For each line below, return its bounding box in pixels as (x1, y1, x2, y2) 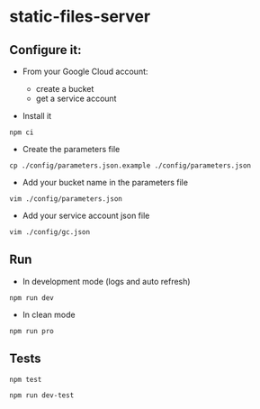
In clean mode (22, 309, 76, 320)
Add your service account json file (22, 210, 150, 221)
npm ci (9, 128, 34, 137)
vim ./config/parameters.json (9, 195, 123, 204)
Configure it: (9, 42, 82, 58)
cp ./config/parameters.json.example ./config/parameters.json (9, 161, 252, 170)
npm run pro (9, 326, 54, 335)
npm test (9, 375, 42, 384)
